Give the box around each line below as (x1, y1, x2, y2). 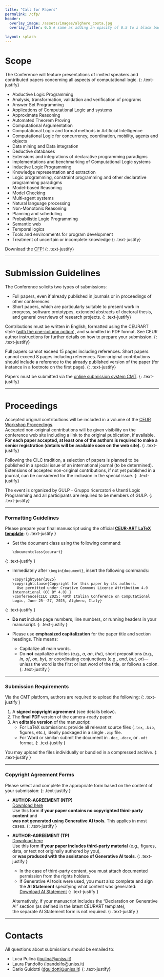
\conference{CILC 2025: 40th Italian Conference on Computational (12, 594, 150, 599)
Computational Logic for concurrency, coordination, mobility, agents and (12, 133, 158, 139)
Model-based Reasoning (12, 184, 62, 190)
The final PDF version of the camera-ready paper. (12, 714, 113, 720)
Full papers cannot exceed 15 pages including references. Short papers (5, 348, 149, 354)
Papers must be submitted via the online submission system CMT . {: (5, 373, 143, 379)
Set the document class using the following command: (12, 540, 122, 546)
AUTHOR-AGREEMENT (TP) (12, 833, 70, 838)
